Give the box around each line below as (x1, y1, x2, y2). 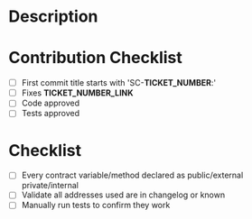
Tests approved (21, 108, 80, 119)
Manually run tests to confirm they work (21, 200, 171, 211)
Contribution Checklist (8, 48, 182, 68)
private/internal (21, 180, 79, 191)
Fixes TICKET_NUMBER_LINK (21, 87, 134, 98)
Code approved (21, 97, 80, 109)
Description (8, 6, 98, 27)
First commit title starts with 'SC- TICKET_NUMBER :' (21, 78, 217, 88)
